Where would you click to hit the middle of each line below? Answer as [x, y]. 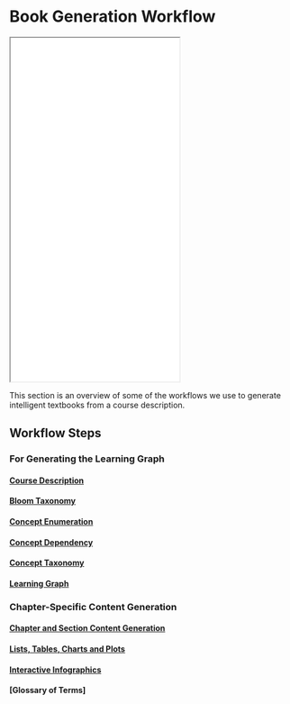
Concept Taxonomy [47, 563]
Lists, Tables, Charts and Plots [68, 649]
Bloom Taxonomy [43, 501]
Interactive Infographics [55, 670]
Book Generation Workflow [113, 17]
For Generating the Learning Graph [87, 459]
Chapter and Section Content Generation [87, 628]
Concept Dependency [51, 542]
